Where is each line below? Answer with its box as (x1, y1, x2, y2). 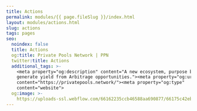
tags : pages (6, 31, 35, 36)
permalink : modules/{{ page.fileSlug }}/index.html (6, 14, 135, 20)
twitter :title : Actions (11, 58, 69, 63)
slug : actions (6, 25, 41, 31)
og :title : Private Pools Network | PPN (11, 52, 109, 58)
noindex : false (11, 42, 49, 48)
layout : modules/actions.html (6, 19, 80, 25)
